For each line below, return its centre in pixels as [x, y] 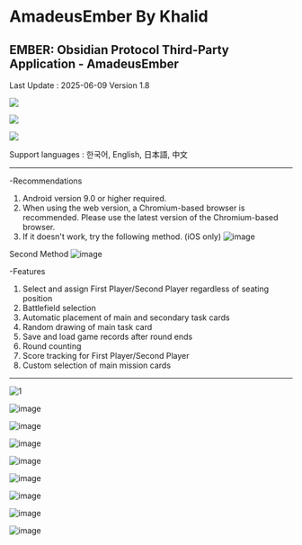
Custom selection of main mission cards [97, 365]
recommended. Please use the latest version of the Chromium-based [150, 217]
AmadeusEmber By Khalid [109, 17]
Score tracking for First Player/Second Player [106, 356]
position [37, 298]
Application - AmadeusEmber [94, 63]
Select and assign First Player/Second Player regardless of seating [146, 289]
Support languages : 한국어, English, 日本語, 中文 [99, 154]
